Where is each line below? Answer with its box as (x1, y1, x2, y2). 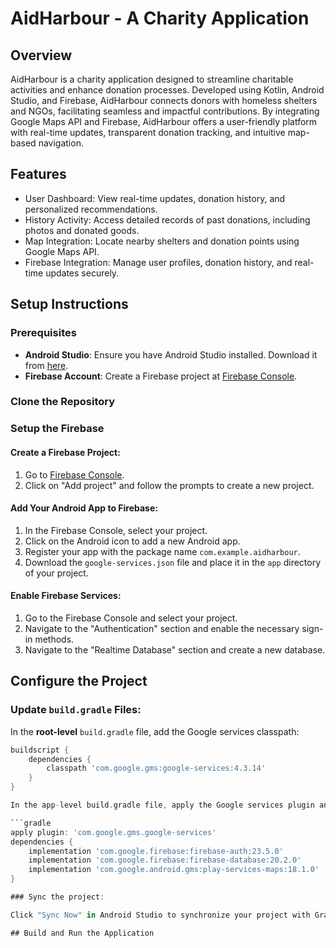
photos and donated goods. (24, 224, 140, 236)
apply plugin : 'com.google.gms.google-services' (10, 827, 217, 837)
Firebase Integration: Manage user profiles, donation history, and (24, 256, 293, 268)
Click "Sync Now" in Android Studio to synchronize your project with (10, 910, 311, 920)
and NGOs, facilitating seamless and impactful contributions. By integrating (10, 105, 320, 117)
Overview (10, 47, 73, 64)
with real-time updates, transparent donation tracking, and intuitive (10, 127, 286, 138)
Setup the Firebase (10, 422, 105, 436)
